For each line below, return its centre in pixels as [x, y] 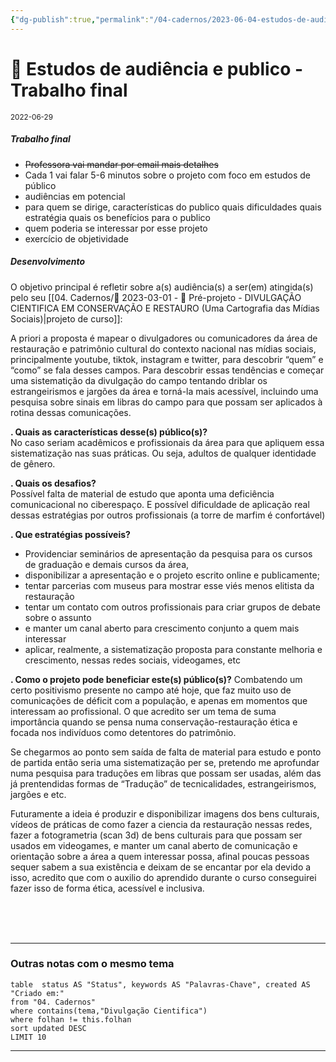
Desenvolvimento [48, 262]
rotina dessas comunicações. [71, 412]
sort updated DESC [48, 1028]
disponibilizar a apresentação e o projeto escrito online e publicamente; [172, 575]
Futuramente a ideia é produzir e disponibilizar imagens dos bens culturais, [165, 813]
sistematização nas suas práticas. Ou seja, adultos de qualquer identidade [163, 453]
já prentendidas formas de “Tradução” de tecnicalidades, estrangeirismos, [163, 783]
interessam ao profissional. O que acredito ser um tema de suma [143, 711]
